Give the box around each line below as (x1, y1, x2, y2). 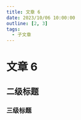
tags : (6, 26, 20, 32)
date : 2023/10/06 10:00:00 (6, 15, 75, 21)
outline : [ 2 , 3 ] (6, 20, 48, 26)
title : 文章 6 (6, 9, 41, 15)
